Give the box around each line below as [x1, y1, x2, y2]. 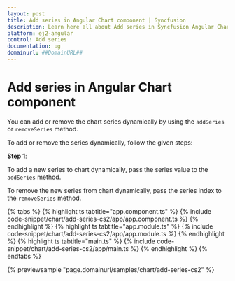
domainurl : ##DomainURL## [7, 50, 83, 57]
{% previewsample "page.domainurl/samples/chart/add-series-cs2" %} [7, 265, 215, 273]
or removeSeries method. [7, 124, 78, 133]
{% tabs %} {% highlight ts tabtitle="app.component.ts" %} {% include [7, 207, 212, 215]
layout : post [7, 10, 45, 17]
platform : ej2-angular [7, 29, 73, 37]
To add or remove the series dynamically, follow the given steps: [7, 138, 193, 147]
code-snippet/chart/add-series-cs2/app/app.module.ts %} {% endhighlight [7, 229, 225, 238]
